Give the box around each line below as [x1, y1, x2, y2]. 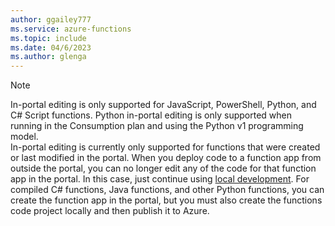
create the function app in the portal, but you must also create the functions [10, 194, 323, 206]
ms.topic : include [10, 33, 87, 43]
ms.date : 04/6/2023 [10, 42, 92, 53]
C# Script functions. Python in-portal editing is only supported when [10, 109, 293, 121]
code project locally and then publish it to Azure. [10, 205, 210, 217]
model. [10, 131, 39, 143]
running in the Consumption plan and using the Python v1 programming [10, 120, 304, 132]
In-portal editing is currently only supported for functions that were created [10, 141, 321, 153]
